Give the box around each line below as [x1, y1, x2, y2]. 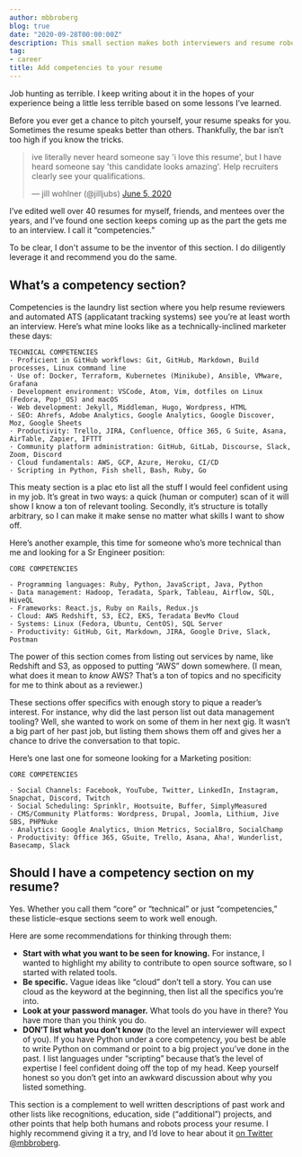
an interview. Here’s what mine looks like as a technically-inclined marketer [9, 320, 287, 331]
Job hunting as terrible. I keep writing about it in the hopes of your [9, 87, 254, 99]
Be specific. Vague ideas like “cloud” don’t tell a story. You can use [22, 976, 272, 987]
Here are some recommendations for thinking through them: [9, 930, 232, 941]
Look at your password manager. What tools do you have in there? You [22, 1005, 289, 1016]
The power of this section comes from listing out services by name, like [9, 650, 274, 661]
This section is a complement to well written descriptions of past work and [9, 1099, 286, 1109]
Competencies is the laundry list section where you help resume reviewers [9, 301, 286, 312]
